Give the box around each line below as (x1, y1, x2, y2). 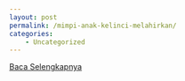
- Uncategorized (25, 37, 86, 47)
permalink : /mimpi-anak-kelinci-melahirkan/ (9, 21, 177, 30)
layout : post (9, 12, 58, 22)
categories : (9, 29, 53, 38)
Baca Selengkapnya (9, 62, 83, 72)
